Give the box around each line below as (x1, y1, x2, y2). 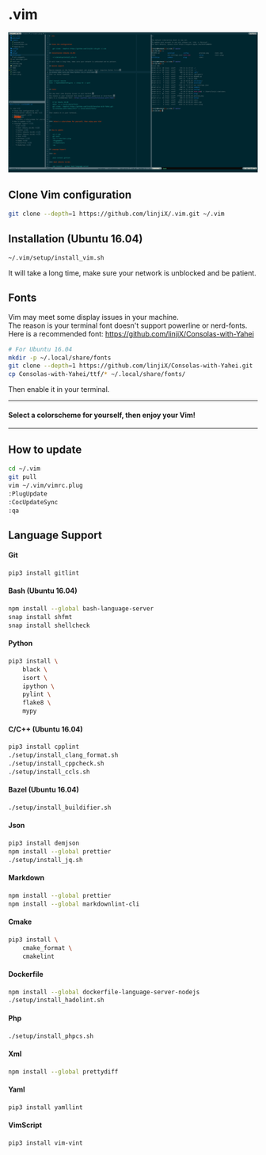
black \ (22, 665, 47, 674)
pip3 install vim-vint (8, 1138, 83, 1147)
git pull (8, 473, 37, 481)
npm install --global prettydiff (8, 1067, 119, 1076)
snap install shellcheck (8, 621, 90, 629)
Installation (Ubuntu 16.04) (8, 232, 143, 245)
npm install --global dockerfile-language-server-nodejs (8, 988, 200, 996)
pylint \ (22, 690, 51, 698)
